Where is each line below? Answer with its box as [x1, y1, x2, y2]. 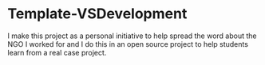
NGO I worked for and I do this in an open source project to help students [7, 39, 249, 48]
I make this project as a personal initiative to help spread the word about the [7, 31, 257, 40]
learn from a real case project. [7, 48, 107, 57]
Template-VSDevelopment [7, 5, 188, 23]
